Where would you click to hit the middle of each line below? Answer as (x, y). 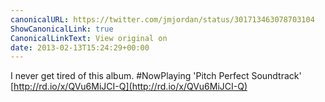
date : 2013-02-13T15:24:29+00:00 (80, 47)
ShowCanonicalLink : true (62, 29)
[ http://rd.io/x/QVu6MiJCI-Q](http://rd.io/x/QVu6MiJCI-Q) (129, 87)
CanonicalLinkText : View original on (89, 38)
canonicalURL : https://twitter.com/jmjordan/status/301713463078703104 (162, 19)
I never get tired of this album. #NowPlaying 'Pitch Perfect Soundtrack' (156, 76)
